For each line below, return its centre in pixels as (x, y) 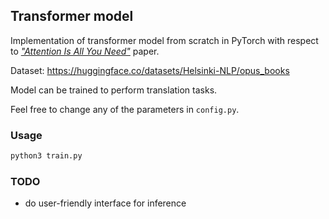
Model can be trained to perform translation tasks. (114, 90)
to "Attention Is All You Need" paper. (85, 51)
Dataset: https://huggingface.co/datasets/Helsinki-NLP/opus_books (150, 70)
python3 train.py (46, 156)
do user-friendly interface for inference (105, 203)
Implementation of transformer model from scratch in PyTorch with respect (164, 40)
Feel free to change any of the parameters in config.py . (125, 109)
